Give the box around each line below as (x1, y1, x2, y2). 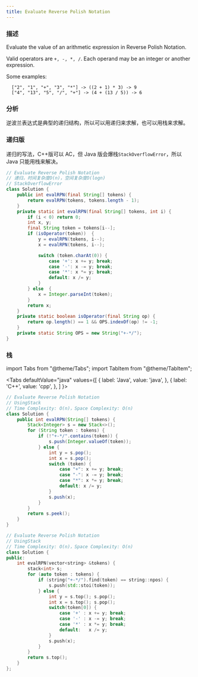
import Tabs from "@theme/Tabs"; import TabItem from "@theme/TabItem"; (6, 365, 192, 372)
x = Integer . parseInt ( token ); (37, 291, 113, 297)
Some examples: (6, 73, 47, 80)
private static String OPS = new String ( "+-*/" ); (17, 330, 143, 336)
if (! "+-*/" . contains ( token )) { (37, 433, 118, 439)
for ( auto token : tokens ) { (27, 571, 100, 577)
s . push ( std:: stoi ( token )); (48, 582, 116, 588)
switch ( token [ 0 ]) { (48, 605, 97, 611)
